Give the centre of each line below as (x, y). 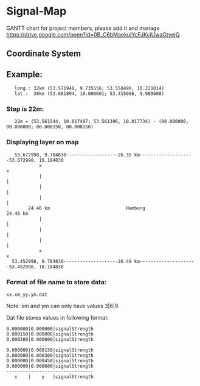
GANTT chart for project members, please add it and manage (83, 28)
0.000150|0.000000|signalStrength (50, 334)
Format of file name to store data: (57, 282)
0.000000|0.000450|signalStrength (50, 361)
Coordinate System (43, 54)
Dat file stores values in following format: (57, 318)
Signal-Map (36, 11)
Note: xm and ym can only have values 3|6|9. (63, 306)
